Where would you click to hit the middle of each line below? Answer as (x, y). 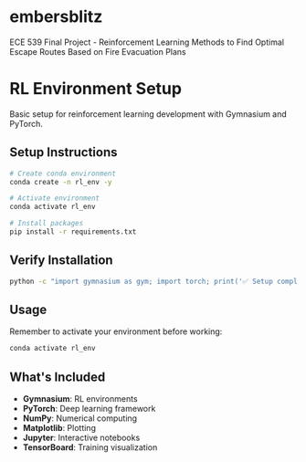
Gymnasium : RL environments (80, 399)
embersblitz (56, 17)
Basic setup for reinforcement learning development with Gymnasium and (148, 114)
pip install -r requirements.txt (73, 232)
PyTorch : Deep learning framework (89, 409)
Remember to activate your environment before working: (116, 331)
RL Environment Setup (96, 89)
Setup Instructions (63, 152)
